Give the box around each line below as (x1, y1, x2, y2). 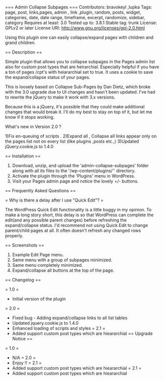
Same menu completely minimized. (12, 262, 83, 268)
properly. (5, 233, 23, 238)
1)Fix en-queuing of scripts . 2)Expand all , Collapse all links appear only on (5, 133, 157, 139)
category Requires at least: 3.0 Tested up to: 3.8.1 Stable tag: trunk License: (5, 20, 158, 25)
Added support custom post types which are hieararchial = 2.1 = (12, 365, 142, 371)
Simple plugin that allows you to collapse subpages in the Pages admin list (5, 59, 155, 64)
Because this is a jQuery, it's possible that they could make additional (5, 104, 145, 109)
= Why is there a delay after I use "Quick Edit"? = (5, 197, 104, 203)
